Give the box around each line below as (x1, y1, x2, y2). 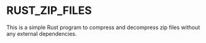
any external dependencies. (6, 30, 77, 37)
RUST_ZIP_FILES (6, 4, 92, 18)
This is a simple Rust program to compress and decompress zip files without (6, 24, 200, 31)
